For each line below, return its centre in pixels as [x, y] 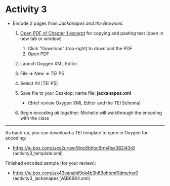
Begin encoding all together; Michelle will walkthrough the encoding [91, 113]
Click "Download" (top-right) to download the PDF [80, 48]
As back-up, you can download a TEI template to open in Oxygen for [77, 132]
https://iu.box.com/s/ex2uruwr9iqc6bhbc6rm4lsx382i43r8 [74, 147]
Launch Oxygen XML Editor [49, 63]
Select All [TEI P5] [39, 83]
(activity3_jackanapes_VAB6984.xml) [51, 178]
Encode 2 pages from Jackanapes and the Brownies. [68, 23]
